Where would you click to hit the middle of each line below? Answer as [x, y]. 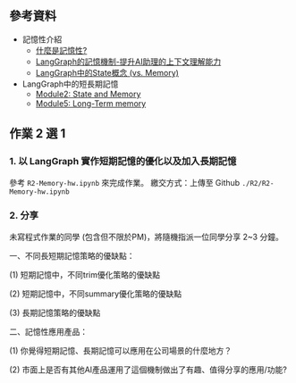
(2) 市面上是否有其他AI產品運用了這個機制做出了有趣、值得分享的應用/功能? [148, 370]
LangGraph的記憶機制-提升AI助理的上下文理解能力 [128, 62]
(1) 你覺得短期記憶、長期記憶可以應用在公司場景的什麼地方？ [121, 350]
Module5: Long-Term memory [91, 103]
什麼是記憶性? [61, 50]
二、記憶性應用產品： [48, 331]
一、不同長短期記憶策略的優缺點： [72, 255]
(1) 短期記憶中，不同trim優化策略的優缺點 [85, 274]
